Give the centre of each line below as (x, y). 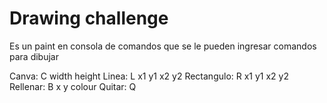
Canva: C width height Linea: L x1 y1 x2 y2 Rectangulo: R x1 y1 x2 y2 (149, 76)
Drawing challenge (89, 18)
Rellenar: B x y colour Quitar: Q (73, 86)
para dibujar (34, 56)
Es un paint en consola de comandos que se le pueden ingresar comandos (163, 46)
